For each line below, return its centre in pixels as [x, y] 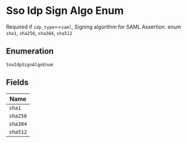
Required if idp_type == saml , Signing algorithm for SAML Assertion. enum [94, 27]
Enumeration [30, 51]
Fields [17, 83]
